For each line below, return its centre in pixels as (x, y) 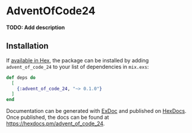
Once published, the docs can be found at (58, 118)
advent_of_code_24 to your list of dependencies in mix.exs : (78, 66)
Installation (27, 46)
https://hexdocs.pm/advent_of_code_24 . (56, 123)
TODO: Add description (36, 27)
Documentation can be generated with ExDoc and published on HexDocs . (96, 111)
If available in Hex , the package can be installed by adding (78, 60)
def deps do (21, 77)
